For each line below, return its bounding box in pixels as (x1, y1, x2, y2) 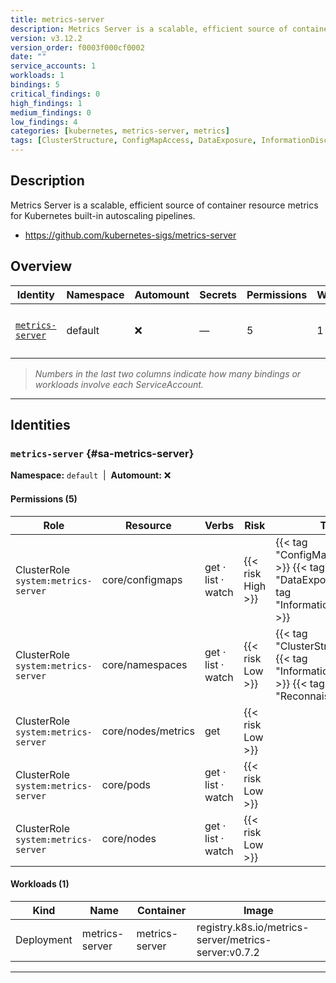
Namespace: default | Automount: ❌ (10, 469, 172, 481)
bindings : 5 (10, 80, 60, 90)
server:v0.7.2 (196, 945, 260, 959)
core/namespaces (101, 657, 188, 671)
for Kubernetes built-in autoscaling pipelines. (10, 209, 196, 221)
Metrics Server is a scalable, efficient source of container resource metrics (10, 199, 319, 211)
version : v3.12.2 (10, 33, 83, 43)
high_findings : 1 (10, 98, 83, 108)
